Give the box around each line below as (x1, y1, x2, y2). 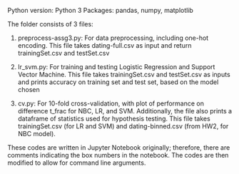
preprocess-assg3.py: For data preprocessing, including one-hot (17, 34, 209, 42)
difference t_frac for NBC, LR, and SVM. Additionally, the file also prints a (17, 107, 233, 115)
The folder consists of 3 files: (7, 20, 94, 28)
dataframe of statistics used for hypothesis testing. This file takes (17, 114, 210, 123)
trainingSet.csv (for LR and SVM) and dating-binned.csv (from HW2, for (17, 122, 229, 130)
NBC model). (17, 130, 56, 138)
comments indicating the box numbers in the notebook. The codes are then (7, 151, 229, 159)
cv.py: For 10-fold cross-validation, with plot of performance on (17, 99, 205, 108)
